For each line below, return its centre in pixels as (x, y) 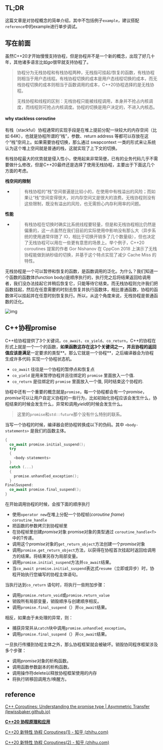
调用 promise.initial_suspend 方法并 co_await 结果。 (63, 562)
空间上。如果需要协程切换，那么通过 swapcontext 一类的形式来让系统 (87, 142)
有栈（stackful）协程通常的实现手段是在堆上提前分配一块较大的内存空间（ (79, 130)
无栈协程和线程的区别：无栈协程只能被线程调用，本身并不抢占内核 (83, 101)
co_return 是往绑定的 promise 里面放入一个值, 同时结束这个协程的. (78, 381)
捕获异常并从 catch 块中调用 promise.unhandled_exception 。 (70, 628)
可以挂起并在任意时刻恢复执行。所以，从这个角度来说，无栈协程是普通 (83, 295)
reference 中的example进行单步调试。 (42, 26)
